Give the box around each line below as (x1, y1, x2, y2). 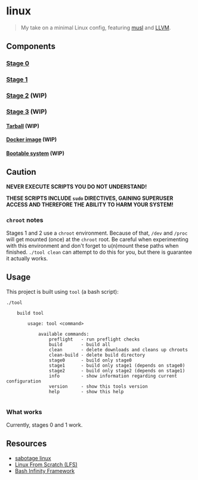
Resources (6, 439, 47, 449)
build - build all (48, 341, 111, 348)
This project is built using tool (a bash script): (6, 288, 119, 295)
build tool (17, 310, 44, 316)
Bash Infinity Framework (14, 467, 75, 474)
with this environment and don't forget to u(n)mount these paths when (6, 242, 179, 249)
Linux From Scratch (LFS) (14, 461, 78, 468)
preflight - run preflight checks (48, 336, 140, 342)
